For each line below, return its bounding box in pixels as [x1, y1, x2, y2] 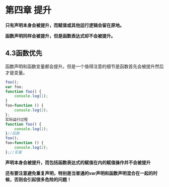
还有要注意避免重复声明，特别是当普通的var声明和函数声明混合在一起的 [5, 170, 153, 176]
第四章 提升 [5, 5, 52, 16]
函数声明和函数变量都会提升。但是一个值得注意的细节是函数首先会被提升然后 [5, 63, 164, 69]
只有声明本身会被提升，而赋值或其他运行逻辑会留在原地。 [5, 22, 124, 28]
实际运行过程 [5, 117, 28, 122]
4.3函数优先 [5, 49, 43, 58]
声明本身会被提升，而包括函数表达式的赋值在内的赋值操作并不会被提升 [5, 159, 151, 165]
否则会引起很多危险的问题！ [14, 176, 71, 182]
